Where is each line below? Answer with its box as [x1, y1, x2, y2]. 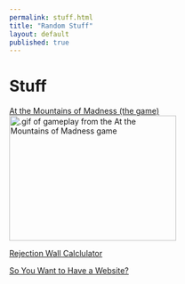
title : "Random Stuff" [9, 21, 93, 30]
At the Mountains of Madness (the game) [9, 106, 160, 117]
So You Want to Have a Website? [9, 265, 129, 276]
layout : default [9, 29, 69, 38]
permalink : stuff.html [9, 12, 93, 22]
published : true [9, 37, 69, 47]
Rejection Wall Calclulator [9, 248, 103, 259]
